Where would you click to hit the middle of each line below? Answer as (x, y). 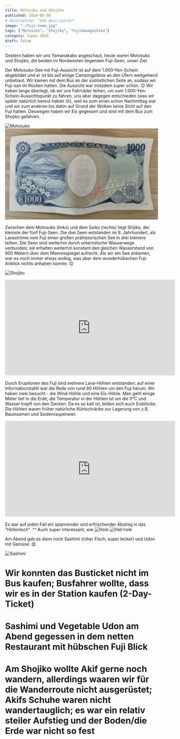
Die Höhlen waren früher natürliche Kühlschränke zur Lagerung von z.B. (77, 409)
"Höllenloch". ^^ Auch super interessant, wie (49, 529)
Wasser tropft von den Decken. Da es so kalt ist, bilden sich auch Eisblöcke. (81, 404)
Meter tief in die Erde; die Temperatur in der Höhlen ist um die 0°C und (76, 398)
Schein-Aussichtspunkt (28, 96)
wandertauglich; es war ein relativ (75, 711)
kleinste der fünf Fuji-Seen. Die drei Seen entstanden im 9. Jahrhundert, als (81, 232)
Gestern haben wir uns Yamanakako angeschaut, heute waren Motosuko (78, 55)
